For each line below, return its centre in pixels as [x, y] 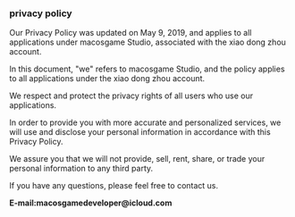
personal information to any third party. [81, 169]
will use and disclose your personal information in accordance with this [140, 132]
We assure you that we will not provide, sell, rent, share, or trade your [137, 159]
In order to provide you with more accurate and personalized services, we [145, 122]
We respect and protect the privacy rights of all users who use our [131, 96]
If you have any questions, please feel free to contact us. [114, 186]
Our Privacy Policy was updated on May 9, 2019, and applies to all [131, 33]
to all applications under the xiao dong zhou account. [107, 79]
